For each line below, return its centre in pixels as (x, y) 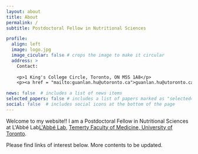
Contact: (27, 66)
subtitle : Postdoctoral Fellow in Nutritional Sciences (76, 28)
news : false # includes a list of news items (64, 93)
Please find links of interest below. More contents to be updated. (85, 145)
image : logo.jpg (31, 50)
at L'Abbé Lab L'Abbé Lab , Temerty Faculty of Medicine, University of (89, 127)
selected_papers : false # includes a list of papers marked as (85, 99)
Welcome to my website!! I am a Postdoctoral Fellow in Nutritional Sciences (97, 121)
